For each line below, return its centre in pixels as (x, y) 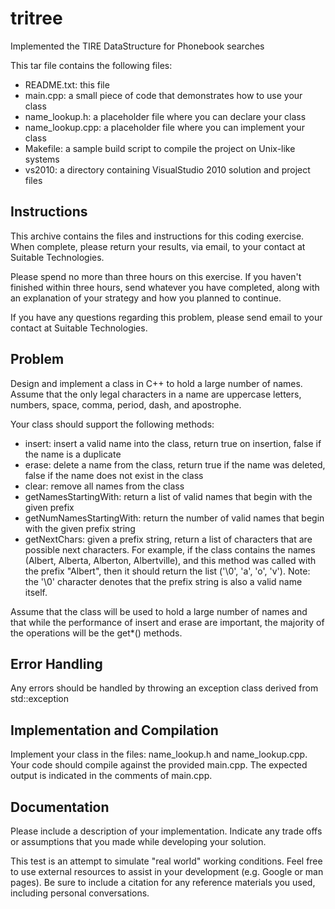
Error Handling (56, 663)
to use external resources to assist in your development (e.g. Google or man (167, 871)
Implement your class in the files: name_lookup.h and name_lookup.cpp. (159, 754)
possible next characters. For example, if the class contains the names (170, 549)
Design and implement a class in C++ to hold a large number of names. (156, 383)
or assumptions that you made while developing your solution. (138, 841)
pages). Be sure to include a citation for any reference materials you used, (163, 882)
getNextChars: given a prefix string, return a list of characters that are (168, 539)
